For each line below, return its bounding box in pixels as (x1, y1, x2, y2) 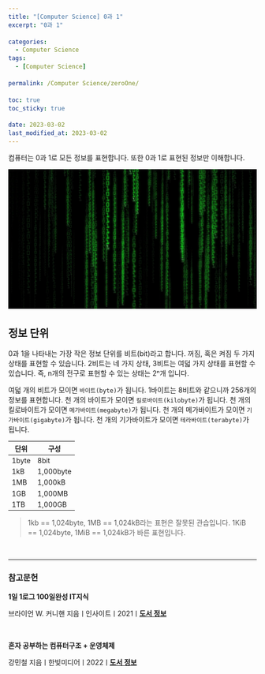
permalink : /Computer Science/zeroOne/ (8, 79, 140, 87)
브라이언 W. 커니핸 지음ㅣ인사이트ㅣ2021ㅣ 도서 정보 (8, 608, 167, 618)
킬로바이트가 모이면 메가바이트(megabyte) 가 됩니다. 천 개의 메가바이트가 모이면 (8, 405, 245, 414)
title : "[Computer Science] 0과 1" (8, 13, 124, 21)
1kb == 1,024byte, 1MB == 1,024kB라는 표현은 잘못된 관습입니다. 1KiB (27, 518, 247, 528)
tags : (8, 54, 26, 62)
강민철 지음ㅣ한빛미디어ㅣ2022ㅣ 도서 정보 (8, 657, 137, 667)
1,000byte (37, 466, 73, 477)
